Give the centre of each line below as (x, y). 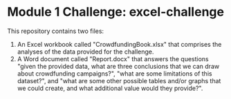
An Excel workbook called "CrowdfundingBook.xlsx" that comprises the (119, 44)
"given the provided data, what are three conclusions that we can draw (118, 66)
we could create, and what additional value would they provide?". (110, 88)
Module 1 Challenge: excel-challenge (116, 12)
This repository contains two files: (56, 31)
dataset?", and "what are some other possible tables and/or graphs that (119, 80)
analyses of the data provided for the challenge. (85, 52)
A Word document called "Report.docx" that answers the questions (113, 58)
